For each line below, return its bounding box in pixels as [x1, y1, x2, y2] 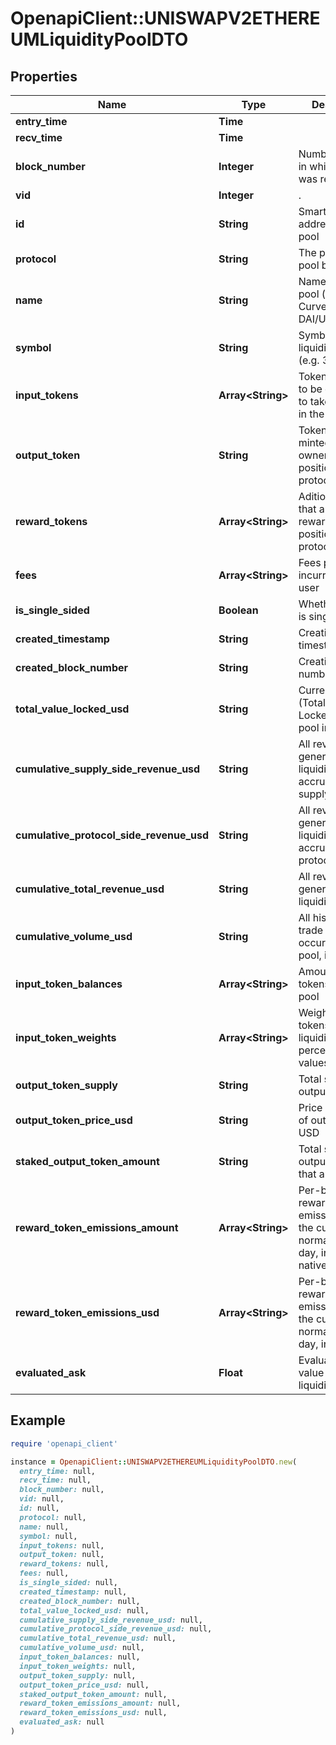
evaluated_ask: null [19, 1717, 105, 1727]
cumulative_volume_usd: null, [19, 1643, 145, 1653]
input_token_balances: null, [19, 1652, 141, 1662]
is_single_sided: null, [19, 1578, 118, 1588]
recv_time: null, [19, 1475, 92, 1486]
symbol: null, [19, 1531, 78, 1541]
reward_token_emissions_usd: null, [19, 1708, 168, 1718]
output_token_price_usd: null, [19, 1680, 150, 1690]
